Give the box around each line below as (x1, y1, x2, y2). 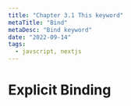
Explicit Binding (8, 81, 112, 99)
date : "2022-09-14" (8, 33, 72, 41)
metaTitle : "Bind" (8, 19, 68, 26)
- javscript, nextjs (15, 48, 82, 55)
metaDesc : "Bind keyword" (8, 26, 92, 34)
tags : (8, 41, 26, 48)
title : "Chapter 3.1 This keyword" (8, 11, 124, 19)
